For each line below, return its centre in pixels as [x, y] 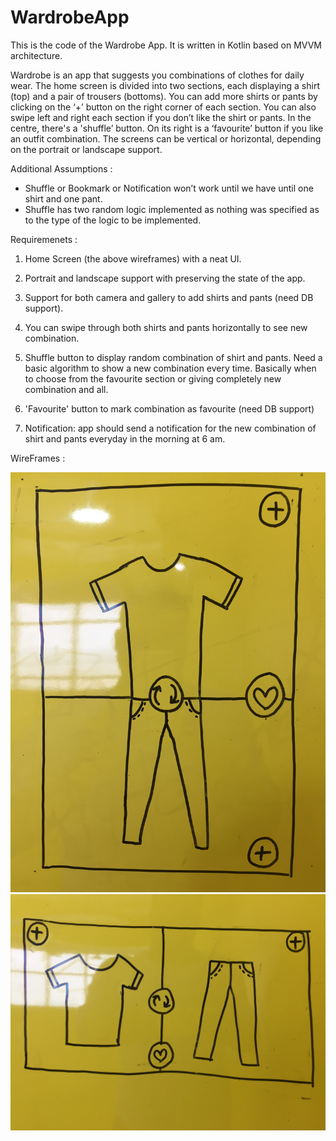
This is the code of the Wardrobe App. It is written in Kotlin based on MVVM [166, 45]
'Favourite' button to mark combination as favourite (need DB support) [169, 408]
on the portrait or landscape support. [86, 149]
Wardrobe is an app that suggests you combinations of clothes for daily [157, 75]
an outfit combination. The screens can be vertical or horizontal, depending [166, 138]
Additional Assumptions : [61, 168]
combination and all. [66, 389]
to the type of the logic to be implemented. [113, 220]
